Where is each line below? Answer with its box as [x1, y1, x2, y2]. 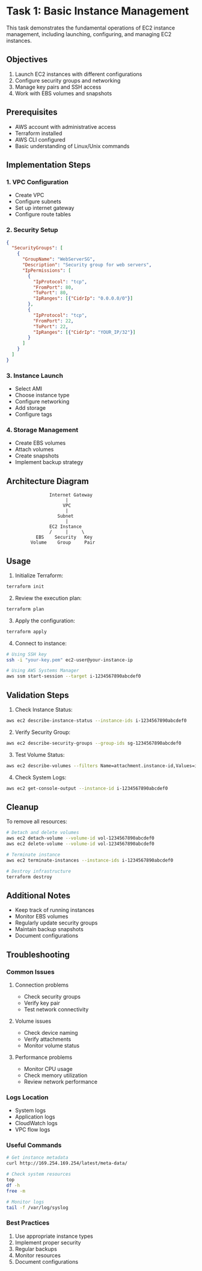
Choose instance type [14, 392, 70, 399]
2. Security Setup [6, 226, 58, 234]
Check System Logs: [14, 773, 67, 781]
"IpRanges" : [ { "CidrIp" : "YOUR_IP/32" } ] [32, 329, 136, 335]
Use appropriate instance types [14, 1232, 93, 1240]
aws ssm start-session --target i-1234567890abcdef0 [6, 673, 141, 679]
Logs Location [6, 1093, 49, 1101]
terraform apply [6, 629, 47, 635]
